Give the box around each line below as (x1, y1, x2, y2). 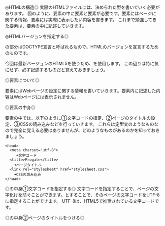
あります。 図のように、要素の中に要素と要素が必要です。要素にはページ (5, 10, 152, 16)
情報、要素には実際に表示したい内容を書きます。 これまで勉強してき (18, 17, 157, 22)
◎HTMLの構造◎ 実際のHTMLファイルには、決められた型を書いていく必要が (5, 4, 160, 10)
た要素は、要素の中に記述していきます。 (5, 23, 87, 29)
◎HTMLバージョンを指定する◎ (5, 34, 69, 39)
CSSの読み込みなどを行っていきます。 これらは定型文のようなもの (19, 121, 154, 127)
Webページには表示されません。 (13, 94, 79, 100)
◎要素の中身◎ (5, 104, 35, 110)
